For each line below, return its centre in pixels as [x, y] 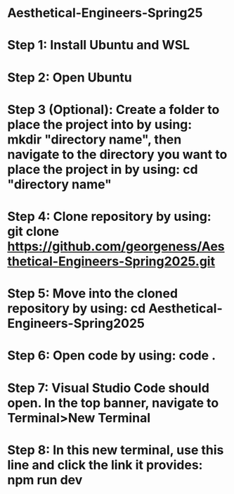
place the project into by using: [100, 124]
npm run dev [45, 480]
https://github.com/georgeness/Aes [116, 246]
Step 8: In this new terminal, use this [116, 450]
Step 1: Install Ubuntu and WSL [99, 45]
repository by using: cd [77, 309]
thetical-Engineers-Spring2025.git [111, 261]
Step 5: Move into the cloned [92, 294]
